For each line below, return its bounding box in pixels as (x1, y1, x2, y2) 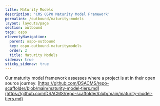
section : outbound (5, 25, 42, 30)
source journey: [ (5, 80, 40, 86)
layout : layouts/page (5, 21, 49, 26)
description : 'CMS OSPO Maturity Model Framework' (5, 12, 110, 17)
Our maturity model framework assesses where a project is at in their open (5, 75, 156, 81)
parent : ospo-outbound (9, 39, 56, 44)
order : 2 (9, 48, 27, 53)
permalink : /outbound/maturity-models (5, 16, 84, 21)
